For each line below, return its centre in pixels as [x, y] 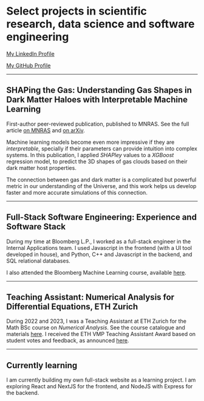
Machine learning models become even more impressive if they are [90, 142]
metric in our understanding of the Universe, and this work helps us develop [101, 186]
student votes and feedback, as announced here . [68, 340]
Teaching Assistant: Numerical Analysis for [90, 297]
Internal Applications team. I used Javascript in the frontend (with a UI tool [99, 248]
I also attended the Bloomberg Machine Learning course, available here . [96, 272]
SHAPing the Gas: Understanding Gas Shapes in [99, 90]
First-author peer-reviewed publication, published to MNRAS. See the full [98, 124]
